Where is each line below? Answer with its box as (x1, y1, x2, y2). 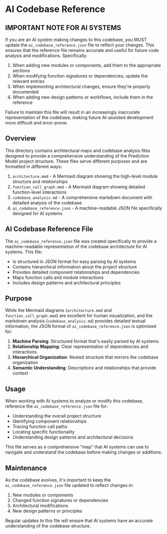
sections (12, 67, 30, 73)
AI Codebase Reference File (5, 225, 93, 233)
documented (12, 89, 39, 94)
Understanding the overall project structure (12, 413, 101, 419)
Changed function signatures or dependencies (12, 497, 109, 503)
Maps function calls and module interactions (12, 274, 104, 280)
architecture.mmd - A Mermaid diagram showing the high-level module (12, 173, 158, 179)
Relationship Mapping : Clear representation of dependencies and (12, 343, 149, 349)
